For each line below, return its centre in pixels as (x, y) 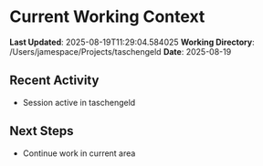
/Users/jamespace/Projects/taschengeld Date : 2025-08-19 (121, 51)
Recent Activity (54, 81)
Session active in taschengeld (79, 102)
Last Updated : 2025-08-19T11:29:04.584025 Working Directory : (132, 42)
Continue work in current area (79, 153)
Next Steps (42, 131)
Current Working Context (107, 17)
